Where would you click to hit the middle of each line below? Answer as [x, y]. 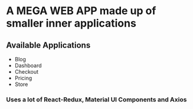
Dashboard [28, 65]
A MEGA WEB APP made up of [81, 11]
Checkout [27, 72]
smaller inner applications [71, 23]
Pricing [23, 78]
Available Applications [48, 45]
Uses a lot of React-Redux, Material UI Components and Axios [97, 100]
